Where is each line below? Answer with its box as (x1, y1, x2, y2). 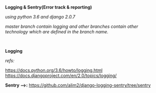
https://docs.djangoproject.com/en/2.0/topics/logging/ (5, 73, 117, 79)
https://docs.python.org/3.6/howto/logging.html (5, 67, 103, 73)
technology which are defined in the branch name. (5, 29, 109, 34)
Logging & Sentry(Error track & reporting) (5, 4, 93, 10)
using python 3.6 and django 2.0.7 (5, 14, 75, 19)
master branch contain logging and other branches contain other (5, 23, 139, 29)
